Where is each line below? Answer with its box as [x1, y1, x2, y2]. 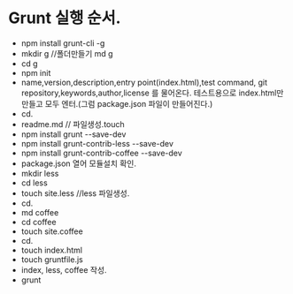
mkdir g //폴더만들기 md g [20, 48, 113, 58]
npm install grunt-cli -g [20, 37, 105, 49]
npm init [20, 67, 51, 78]
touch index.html [20, 245, 83, 255]
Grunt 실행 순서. [8, 8, 121, 28]
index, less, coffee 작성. [20, 264, 107, 275]
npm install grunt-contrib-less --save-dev [20, 138, 174, 148]
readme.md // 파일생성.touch [20, 118, 125, 129]
